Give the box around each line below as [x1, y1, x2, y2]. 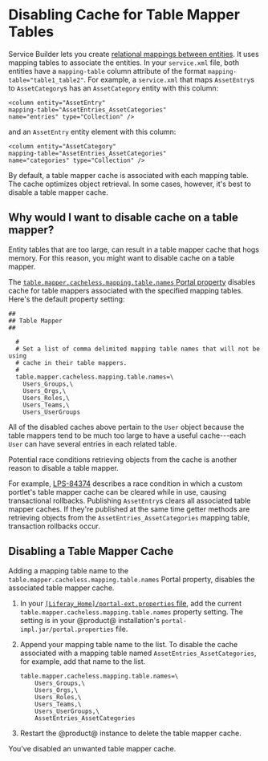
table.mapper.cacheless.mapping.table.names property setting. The [19, 607, 243, 617]
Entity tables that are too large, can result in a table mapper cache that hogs [8, 245, 259, 254]
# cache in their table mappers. [15, 358, 128, 366]
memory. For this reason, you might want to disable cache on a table [8, 253, 235, 262]
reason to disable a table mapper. [8, 463, 119, 472]
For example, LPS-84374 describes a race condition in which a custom [8, 479, 243, 488]
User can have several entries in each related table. [8, 439, 177, 448]
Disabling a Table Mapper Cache [8, 544, 174, 558]
